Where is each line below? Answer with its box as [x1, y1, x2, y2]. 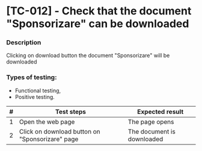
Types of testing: [6, 73, 57, 81]
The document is [127, 127, 176, 135]
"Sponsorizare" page [19, 135, 79, 143]
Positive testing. [14, 93, 55, 100]
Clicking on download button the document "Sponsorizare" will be [6, 52, 170, 59]
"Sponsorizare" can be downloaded [6, 17, 189, 31]
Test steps [55, 107, 86, 116]
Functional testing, [14, 87, 61, 94]
